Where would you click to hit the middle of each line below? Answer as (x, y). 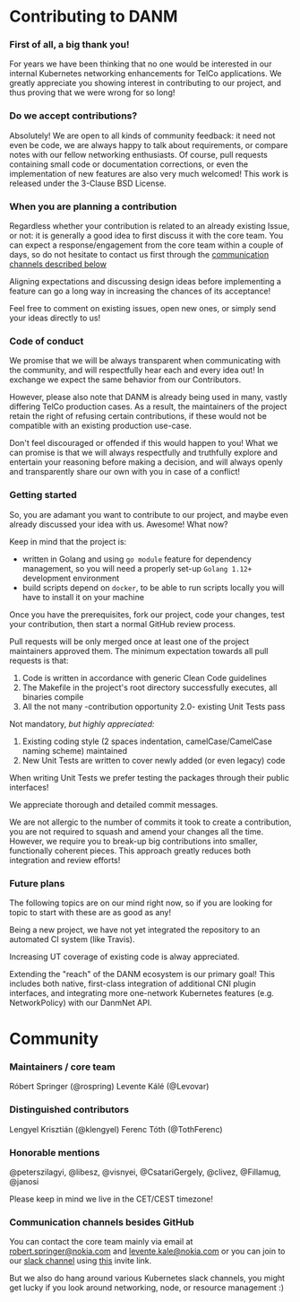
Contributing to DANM (94, 17)
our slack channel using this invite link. (81, 1261)
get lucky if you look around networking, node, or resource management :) (147, 1288)
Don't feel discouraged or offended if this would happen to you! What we (144, 443)
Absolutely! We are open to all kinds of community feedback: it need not (142, 135)
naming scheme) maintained (75, 750)
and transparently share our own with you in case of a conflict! (124, 472)
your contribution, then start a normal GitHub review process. (122, 624)
